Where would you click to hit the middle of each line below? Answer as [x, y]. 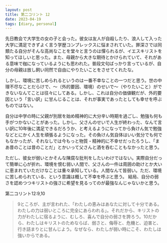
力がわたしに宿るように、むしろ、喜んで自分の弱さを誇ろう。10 [83, 217]
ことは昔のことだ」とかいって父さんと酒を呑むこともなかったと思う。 [90, 147]
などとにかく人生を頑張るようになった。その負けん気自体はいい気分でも [79, 135]
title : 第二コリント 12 [27, 14]
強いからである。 [35, 235]
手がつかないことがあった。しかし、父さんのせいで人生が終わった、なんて [82, 122]
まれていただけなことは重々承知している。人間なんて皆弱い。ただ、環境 [88, 170]
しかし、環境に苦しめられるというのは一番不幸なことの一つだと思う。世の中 [84, 80]
